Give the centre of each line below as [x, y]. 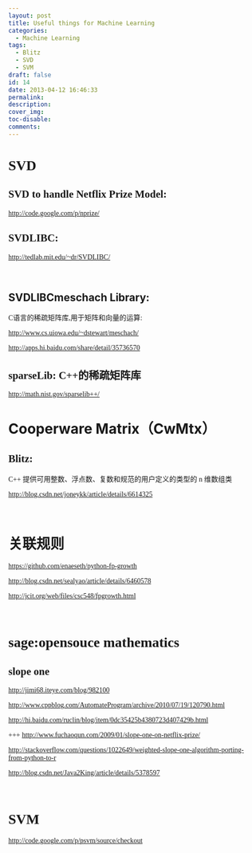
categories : [28, 30]
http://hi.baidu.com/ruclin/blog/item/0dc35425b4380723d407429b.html [108, 720]
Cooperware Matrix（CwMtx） [112, 429]
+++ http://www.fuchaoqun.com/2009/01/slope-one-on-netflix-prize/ [104, 735]
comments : [25, 127]
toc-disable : [30, 120]
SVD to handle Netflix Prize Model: [88, 195]
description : [30, 104]
